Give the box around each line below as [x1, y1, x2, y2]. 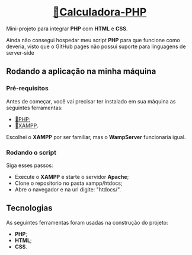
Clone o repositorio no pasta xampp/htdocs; [14, 180, 123, 187]
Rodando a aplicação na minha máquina [6, 67, 156, 77]
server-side [6, 49, 34, 56]
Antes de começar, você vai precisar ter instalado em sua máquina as [6, 97, 176, 105]
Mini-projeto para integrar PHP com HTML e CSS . [6, 25, 129, 32]
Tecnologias [6, 203, 53, 213]
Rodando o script [6, 148, 56, 156]
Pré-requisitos [6, 84, 49, 93]
